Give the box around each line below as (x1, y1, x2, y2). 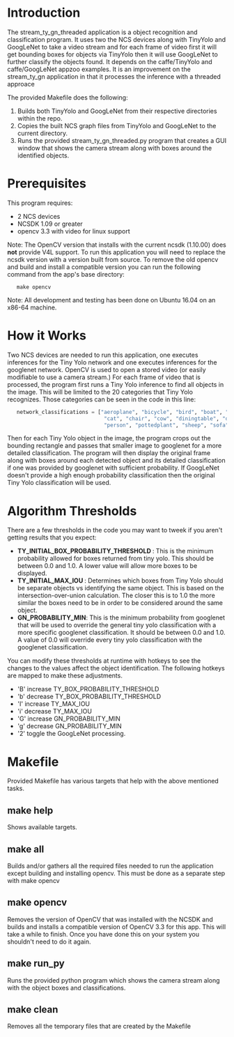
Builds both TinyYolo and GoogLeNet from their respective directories (17, 107, 217, 115)
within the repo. (17, 114, 63, 123)
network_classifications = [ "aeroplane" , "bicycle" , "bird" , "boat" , (16, 408, 223, 415)
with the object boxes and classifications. (7, 983, 126, 992)
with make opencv (7, 876, 61, 884)
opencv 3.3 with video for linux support (17, 226, 130, 235)
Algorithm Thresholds (7, 503, 137, 518)
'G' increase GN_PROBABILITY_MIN (17, 714, 120, 723)
